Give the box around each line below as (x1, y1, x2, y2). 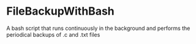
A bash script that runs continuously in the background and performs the (6, 24, 190, 32)
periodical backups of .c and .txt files (6, 31, 100, 38)
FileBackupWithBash (6, 4, 115, 18)
